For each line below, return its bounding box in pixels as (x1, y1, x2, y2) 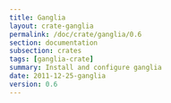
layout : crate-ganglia (9, 21, 94, 30)
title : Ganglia (9, 13, 66, 22)
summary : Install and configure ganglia (9, 64, 163, 73)
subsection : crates (9, 47, 82, 56)
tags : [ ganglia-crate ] (9, 55, 94, 64)
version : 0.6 (9, 80, 58, 89)
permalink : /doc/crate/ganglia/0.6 (9, 30, 142, 39)
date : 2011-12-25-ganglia (9, 72, 106, 81)
